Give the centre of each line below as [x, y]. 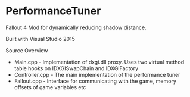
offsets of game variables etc [50, 87]
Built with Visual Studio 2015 [40, 39]
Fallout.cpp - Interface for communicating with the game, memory [95, 81]
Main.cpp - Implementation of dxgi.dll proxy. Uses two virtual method [99, 62]
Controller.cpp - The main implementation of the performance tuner [97, 74]
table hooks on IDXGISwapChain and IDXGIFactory [76, 68]
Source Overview [27, 50]
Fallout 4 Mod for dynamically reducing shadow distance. [76, 27]
